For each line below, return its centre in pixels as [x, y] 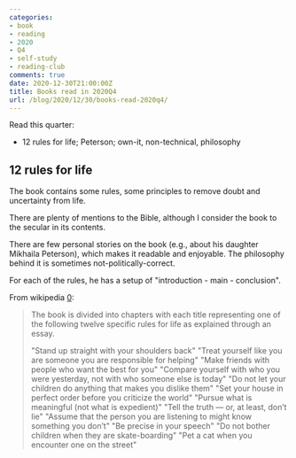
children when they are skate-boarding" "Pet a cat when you [141, 436]
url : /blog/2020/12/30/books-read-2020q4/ [89, 100]
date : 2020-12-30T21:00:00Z [61, 83]
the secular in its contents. [58, 228]
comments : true [37, 75]
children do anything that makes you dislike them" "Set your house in [157, 388]
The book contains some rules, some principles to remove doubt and [135, 191]
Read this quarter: [42, 125]
